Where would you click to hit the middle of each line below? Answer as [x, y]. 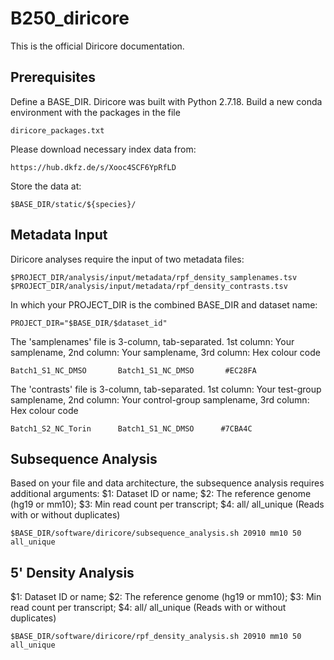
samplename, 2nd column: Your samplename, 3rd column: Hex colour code [165, 352]
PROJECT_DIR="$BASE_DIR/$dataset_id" [89, 323]
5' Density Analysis [72, 572]
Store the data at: [46, 186]
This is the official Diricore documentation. [97, 46]
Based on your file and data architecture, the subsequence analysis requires [167, 483]
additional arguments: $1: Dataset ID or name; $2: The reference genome [161, 494]
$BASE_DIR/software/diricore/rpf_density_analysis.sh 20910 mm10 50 [156, 637]
